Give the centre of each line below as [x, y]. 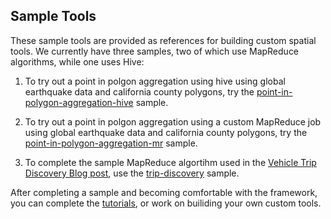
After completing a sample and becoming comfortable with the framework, [164, 192]
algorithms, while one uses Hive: [77, 61]
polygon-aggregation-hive [79, 102]
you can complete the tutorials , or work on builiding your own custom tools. [166, 203]
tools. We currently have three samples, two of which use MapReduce [155, 51]
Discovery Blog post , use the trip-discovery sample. [132, 173]
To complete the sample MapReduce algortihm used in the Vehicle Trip [170, 162]
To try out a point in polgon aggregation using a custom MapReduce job [173, 121]
